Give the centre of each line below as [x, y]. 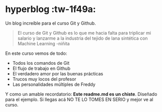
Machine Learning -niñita [44, 43]
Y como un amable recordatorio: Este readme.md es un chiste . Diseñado [81, 94]
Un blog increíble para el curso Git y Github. [51, 23]
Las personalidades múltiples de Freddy [54, 84]
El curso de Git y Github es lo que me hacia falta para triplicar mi [84, 33]
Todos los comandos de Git [41, 63]
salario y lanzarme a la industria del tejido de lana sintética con [83, 38]
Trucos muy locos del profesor [44, 79]
